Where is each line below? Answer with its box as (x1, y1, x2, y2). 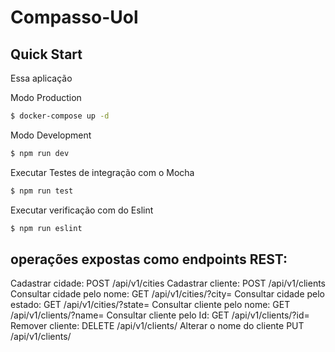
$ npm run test (10, 186, 74, 196)
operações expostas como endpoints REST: (10, 251, 288, 268)
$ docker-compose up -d (10, 111, 110, 121)
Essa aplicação (10, 72, 73, 84)
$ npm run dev (10, 148, 70, 158)
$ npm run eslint (10, 223, 83, 233)
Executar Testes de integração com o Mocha (10, 166, 195, 178)
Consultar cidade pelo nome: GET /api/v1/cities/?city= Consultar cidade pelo (10, 288, 326, 300)
